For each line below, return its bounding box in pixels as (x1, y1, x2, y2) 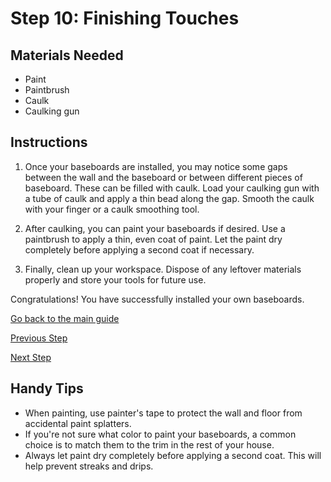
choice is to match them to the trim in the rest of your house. (24, 438, 275, 451)
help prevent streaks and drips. (24, 460, 154, 472)
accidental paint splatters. (24, 417, 132, 429)
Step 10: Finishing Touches (10, 7, 240, 30)
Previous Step (10, 332, 68, 344)
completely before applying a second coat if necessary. (24, 243, 255, 256)
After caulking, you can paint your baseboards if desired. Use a (24, 222, 286, 234)
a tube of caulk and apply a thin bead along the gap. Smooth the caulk (24, 192, 315, 204)
